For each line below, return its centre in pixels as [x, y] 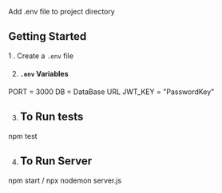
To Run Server [56, 161]
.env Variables [44, 74]
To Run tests [52, 117]
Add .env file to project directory [62, 12]
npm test [23, 136]
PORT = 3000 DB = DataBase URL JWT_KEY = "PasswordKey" [111, 92]
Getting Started [48, 36]
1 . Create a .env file [41, 56]
